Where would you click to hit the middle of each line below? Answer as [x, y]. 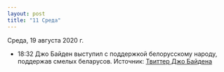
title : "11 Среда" [34, 20]
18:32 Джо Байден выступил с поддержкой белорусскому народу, [117, 54]
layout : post [26, 14]
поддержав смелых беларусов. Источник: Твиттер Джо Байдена [115, 61]
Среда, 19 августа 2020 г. [46, 40]
